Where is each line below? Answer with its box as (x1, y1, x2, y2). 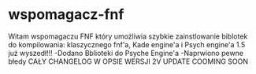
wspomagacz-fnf (8, 6, 124, 24)
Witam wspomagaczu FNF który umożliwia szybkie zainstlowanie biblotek (8, 31, 248, 41)
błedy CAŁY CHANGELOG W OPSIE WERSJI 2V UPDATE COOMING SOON (8, 57, 249, 66)
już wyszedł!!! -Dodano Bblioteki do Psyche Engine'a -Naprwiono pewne (8, 48, 244, 57)
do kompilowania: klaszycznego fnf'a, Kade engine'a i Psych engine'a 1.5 (8, 39, 246, 49)
